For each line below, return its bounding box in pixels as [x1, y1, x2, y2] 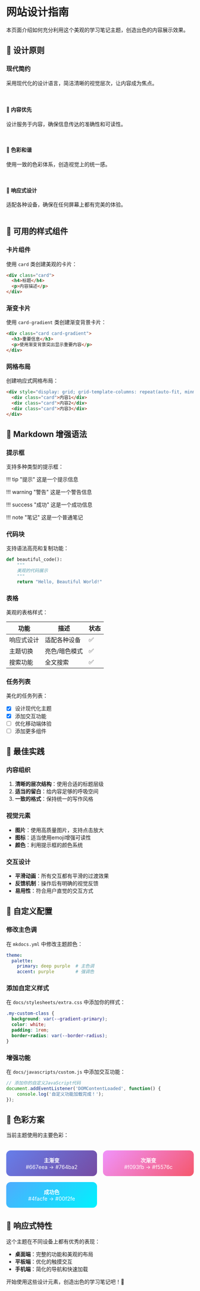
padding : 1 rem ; [11, 1027, 49, 1034]
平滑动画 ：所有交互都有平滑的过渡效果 [14, 872, 109, 879]
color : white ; [11, 1022, 46, 1028]
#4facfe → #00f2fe [27, 1195, 76, 1202]
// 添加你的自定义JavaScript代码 [6, 1080, 82, 1086]
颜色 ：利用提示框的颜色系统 [14, 841, 83, 848]
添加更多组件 [14, 727, 46, 735]
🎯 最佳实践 [6, 746, 45, 757]
